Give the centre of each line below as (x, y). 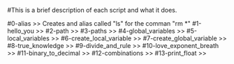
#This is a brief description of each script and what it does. (92, 10)
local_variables (29, 38)
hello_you (21, 31)
